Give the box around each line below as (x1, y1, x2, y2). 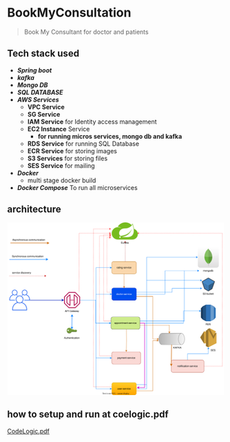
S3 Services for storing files (27, 154, 108, 162)
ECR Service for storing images (27, 146, 117, 155)
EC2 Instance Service (27, 124, 90, 133)
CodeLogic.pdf (7, 427, 50, 435)
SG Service (27, 110, 61, 118)
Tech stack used (7, 48, 80, 59)
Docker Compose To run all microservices (17, 183, 138, 191)
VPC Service (27, 102, 65, 111)
